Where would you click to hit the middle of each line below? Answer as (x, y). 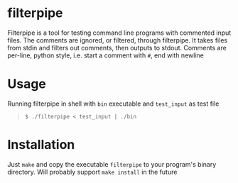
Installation (41, 145)
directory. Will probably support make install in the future (92, 172)
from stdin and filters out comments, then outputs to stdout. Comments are (117, 48)
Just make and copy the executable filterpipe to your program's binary (112, 164)
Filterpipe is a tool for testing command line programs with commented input (119, 33)
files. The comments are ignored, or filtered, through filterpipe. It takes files (118, 40)
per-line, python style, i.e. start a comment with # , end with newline (106, 55)
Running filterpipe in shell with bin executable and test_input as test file (113, 104)
